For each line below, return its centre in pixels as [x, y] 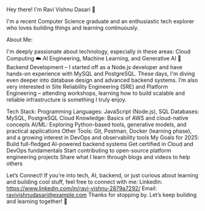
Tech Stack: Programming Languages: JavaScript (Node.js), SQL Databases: [103, 111]
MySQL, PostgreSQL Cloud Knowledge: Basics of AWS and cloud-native [97, 118]
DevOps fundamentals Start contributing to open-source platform [89, 150]
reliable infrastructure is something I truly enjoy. [66, 100]
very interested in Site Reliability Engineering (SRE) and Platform [87, 87]
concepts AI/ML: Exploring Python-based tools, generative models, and [96, 124]
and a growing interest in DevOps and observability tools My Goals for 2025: [103, 137]
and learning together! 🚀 [37, 201]
